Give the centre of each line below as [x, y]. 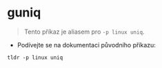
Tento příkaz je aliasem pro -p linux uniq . [84, 32]
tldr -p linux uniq [35, 57]
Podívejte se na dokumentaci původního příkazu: [87, 45]
